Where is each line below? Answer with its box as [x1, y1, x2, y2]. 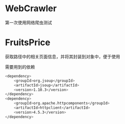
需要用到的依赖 [5, 64, 35, 70]
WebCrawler [5, 3, 57, 14]
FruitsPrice [5, 37, 51, 48]
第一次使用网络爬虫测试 [5, 19, 52, 25]
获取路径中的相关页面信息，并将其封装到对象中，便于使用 [5, 53, 120, 59]
